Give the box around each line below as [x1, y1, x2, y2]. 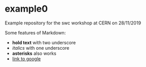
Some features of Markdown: [5, 29, 66, 36]
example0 [5, 3, 48, 15]
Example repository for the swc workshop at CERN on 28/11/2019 [5, 20, 141, 26]
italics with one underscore [12, 45, 70, 51]
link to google [12, 55, 41, 61]
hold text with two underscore [12, 39, 76, 46]
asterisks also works [12, 50, 56, 56]
